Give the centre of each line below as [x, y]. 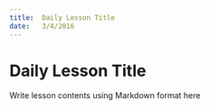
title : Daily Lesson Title [62, 18]
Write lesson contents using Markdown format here [105, 96]
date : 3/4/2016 [42, 26]
